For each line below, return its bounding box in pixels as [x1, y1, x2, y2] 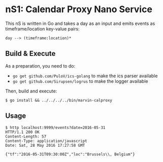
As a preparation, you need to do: [5, 62, 75, 69]
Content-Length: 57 [5, 134, 47, 139]
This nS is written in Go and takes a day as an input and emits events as [5, 20, 155, 26]
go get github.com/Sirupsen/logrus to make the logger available [12, 78, 148, 84]
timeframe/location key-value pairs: [5, 25, 80, 31]
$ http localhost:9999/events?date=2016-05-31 [5, 125, 106, 130]
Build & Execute [5, 49, 56, 58]
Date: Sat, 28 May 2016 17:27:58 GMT [5, 143, 85, 148]
